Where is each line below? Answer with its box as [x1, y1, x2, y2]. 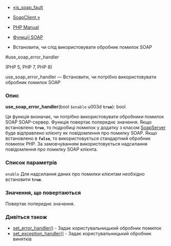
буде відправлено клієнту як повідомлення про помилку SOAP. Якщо [5, 130, 158, 136]
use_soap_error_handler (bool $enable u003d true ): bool [5, 104, 126, 110]
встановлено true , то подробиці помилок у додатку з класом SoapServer [5, 125, 166, 131]
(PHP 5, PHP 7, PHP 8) [5, 64, 52, 70]
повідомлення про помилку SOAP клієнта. [5, 146, 98, 153]
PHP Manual [12, 24, 40, 30]
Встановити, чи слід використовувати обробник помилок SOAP [12, 44, 153, 50]
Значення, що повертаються [5, 189, 81, 196]
